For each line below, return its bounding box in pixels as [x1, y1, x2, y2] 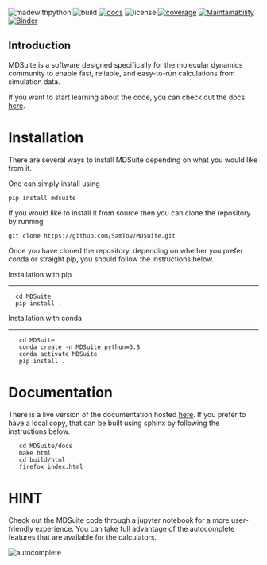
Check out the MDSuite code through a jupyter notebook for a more [8, 515, 230, 524]
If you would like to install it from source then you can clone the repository [8, 207, 251, 218]
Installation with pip [8, 269, 72, 279]
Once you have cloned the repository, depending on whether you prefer [8, 246, 244, 255]
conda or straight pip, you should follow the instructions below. [8, 254, 215, 264]
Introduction [8, 39, 72, 52]
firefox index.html [18, 462, 83, 470]
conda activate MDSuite [18, 350, 98, 358]
